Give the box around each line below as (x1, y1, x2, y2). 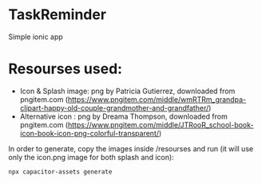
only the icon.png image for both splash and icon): (8, 152, 174, 162)
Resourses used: (8, 60, 122, 78)
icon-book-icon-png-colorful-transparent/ (19, 128, 160, 138)
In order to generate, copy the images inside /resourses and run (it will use (8, 143, 254, 153)
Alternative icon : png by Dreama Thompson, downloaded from (19, 112, 228, 121)
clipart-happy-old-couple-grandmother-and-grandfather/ (19, 103, 209, 112)
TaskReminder (8, 6, 106, 24)
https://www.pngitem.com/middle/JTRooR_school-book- (67, 119, 254, 129)
